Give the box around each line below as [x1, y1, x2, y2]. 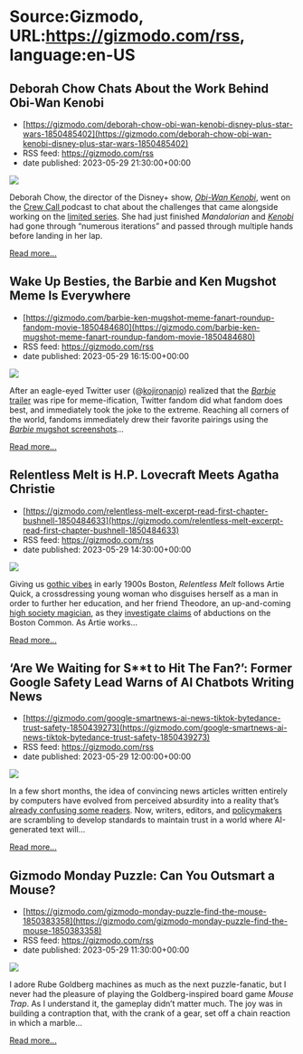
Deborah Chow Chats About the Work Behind [9, 81, 270, 96]
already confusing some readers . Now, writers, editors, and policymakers [9, 805, 282, 816]
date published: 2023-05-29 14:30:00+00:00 [22, 544, 192, 555]
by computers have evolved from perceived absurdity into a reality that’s [9, 795, 279, 806]
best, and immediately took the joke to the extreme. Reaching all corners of [9, 404, 289, 415]
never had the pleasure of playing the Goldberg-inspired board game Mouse [9, 989, 294, 1000]
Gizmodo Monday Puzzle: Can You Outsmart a [9, 868, 276, 883]
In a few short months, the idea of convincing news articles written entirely [9, 785, 288, 797]
